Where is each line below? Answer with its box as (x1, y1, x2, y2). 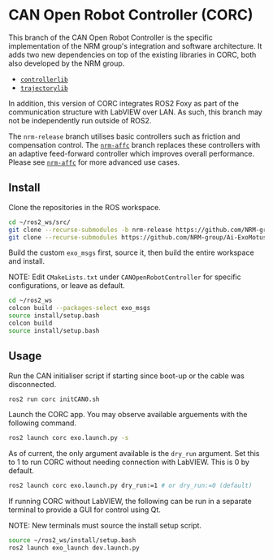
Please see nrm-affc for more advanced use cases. (8, 157, 180, 167)
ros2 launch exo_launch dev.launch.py (8, 544, 140, 553)
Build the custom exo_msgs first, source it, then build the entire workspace (8, 248, 254, 257)
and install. (8, 256, 45, 266)
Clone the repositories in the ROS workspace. (8, 202, 161, 212)
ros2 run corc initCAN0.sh (8, 395, 100, 403)
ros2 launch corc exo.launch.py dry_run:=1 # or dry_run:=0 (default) (8, 481, 253, 490)
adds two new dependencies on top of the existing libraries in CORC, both (8, 50, 257, 59)
